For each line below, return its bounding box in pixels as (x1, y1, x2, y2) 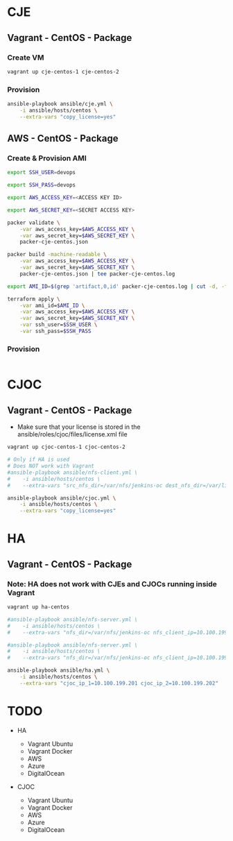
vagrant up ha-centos (7, 604, 70, 611)
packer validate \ (7, 219, 60, 226)
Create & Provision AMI (7, 153, 87, 163)
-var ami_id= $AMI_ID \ (19, 302, 85, 309)
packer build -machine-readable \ (7, 251, 107, 258)
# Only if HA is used (7, 456, 70, 464)
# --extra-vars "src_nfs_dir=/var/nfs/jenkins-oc (7, 482, 163, 489)
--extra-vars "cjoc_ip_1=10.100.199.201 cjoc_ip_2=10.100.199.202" (19, 679, 218, 687)
